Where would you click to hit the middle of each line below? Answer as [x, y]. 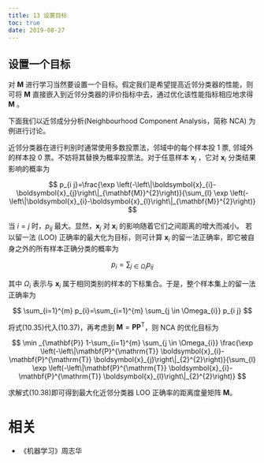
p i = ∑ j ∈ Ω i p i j [132, 266]
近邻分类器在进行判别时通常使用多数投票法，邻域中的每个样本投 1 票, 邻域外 [131, 147]
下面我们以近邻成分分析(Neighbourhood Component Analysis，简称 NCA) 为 [132, 121]
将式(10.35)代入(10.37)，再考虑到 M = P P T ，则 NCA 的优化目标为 [113, 327]
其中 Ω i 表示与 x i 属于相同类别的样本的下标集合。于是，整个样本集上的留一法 [132, 284]
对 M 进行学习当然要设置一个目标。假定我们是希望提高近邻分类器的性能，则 [131, 84]
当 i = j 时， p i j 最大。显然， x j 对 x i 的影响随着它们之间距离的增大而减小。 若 [130, 227]
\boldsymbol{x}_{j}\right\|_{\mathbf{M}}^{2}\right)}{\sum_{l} [114, 192]
